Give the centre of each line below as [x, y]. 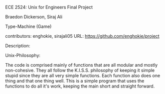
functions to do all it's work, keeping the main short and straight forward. [80, 86]
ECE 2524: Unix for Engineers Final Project [49, 7]
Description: [18, 46]
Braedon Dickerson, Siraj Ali [34, 17]
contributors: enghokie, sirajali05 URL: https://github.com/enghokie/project [82, 36]
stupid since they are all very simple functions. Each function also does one [83, 76]
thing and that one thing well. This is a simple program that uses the [75, 81]
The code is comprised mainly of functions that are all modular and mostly [82, 65]
